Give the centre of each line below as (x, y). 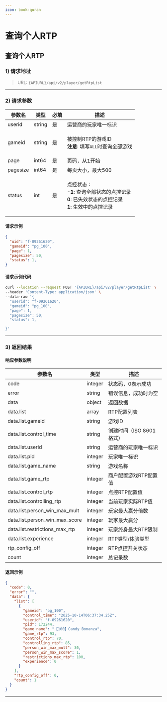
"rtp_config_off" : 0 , (36, 676)
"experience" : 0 (40, 662)
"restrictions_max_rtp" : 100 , (54, 657)
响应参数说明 (18, 360)
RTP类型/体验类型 (129, 539)
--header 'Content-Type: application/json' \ (53, 292)
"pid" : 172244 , (39, 625)
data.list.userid (25, 447)
